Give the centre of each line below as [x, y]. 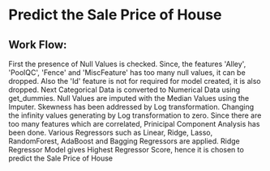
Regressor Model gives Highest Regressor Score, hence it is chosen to [126, 150]
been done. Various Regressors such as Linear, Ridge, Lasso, [111, 132]
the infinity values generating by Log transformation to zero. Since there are [135, 115]
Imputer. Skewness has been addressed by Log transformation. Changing [131, 107]
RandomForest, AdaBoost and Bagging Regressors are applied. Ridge [124, 141]
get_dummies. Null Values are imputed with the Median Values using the [129, 98]
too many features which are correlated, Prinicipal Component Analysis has [134, 124]
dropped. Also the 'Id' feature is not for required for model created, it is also [135, 81]
